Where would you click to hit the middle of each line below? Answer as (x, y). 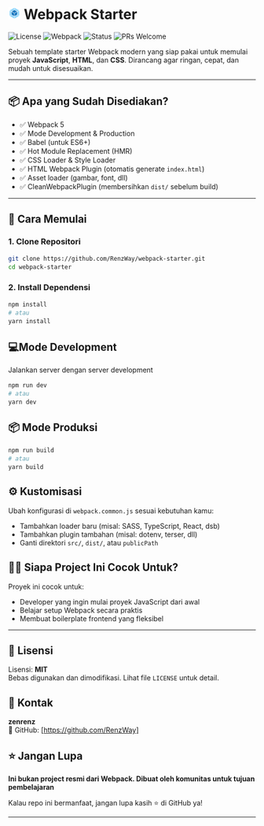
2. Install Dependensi (49, 288)
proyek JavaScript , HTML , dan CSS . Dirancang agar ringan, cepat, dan (124, 60)
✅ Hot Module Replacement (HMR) (76, 151)
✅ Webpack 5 (42, 125)
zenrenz (22, 722)
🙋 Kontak (31, 703)
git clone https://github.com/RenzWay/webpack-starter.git (107, 259)
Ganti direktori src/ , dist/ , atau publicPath (89, 542)
